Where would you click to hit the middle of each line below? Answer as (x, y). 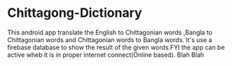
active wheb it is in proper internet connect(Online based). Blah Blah (106, 55)
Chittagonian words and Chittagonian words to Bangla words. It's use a (110, 39)
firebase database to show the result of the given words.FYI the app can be (116, 47)
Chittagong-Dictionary (75, 13)
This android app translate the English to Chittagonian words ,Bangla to (110, 32)
